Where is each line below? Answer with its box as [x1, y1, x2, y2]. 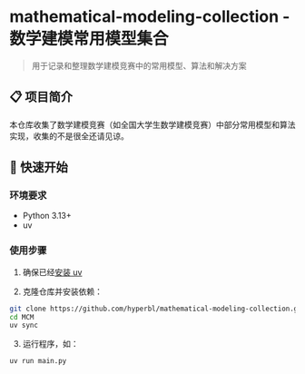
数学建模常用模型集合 [9, 29, 170, 49]
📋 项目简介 [9, 89, 74, 105]
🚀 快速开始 [9, 160, 68, 175]
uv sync [9, 320, 39, 330]
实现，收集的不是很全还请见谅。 [9, 130, 129, 142]
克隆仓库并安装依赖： [22, 286, 103, 297]
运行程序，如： [22, 339, 79, 349]
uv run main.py [9, 357, 67, 366]
